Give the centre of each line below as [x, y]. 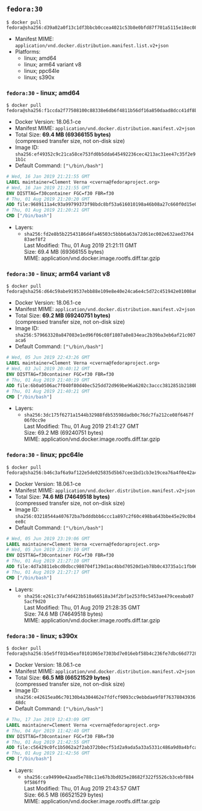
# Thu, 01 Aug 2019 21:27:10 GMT [48, 561]
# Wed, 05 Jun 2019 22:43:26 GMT [48, 358]
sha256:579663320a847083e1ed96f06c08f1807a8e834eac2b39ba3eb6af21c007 [105, 335]
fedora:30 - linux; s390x [42, 636]
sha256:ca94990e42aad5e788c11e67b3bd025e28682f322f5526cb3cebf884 [109, 777]
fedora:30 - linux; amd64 [43, 93]
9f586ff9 [35, 783]
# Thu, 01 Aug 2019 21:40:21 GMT [48, 391]
